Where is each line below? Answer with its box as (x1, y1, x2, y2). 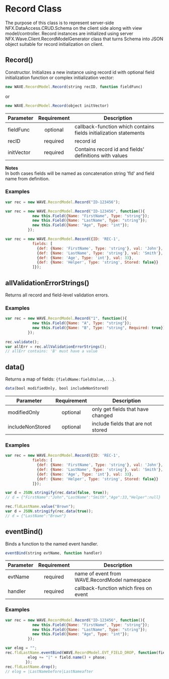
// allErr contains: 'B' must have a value (5, 349, 98, 354)
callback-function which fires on (74, 585, 152, 592)
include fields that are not (92, 420, 152, 427)
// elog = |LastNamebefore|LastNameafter (5, 669, 94, 674)
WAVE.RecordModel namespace (74, 577, 151, 584)
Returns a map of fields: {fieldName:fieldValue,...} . (5, 376, 116, 382)
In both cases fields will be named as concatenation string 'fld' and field (5, 170, 154, 176)
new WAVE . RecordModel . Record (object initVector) (5, 103, 109, 108)
